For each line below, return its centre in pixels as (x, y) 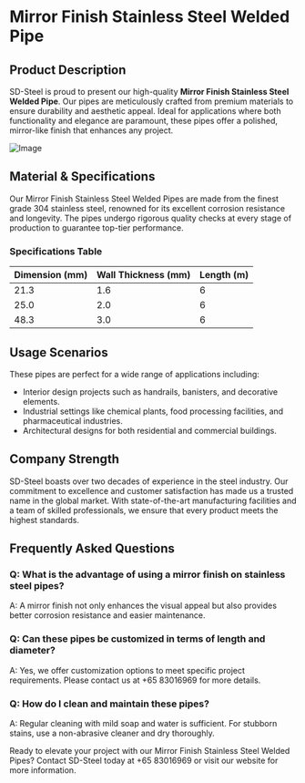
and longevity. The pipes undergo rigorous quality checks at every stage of (151, 218)
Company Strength (65, 459)
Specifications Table (56, 251)
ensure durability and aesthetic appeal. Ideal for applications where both (145, 111)
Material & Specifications (82, 176)
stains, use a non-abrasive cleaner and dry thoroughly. (112, 733)
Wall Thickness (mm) (144, 275)
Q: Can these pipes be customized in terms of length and (137, 639)
